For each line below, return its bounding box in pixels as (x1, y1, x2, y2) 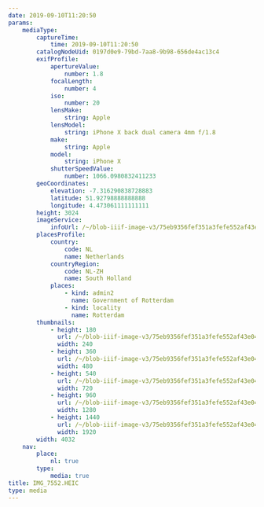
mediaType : (22, 26, 58, 34)
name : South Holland (64, 274, 132, 283)
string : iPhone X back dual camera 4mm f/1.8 (64, 128, 216, 136)
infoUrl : (49, 223, 79, 232)
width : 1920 (57, 428, 97, 436)
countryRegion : (49, 260, 101, 268)
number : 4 (64, 84, 97, 93)
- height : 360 (49, 347, 97, 356)
